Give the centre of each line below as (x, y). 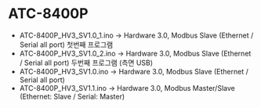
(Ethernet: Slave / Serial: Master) (72, 96)
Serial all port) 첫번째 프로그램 (66, 45)
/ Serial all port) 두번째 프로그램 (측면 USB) (86, 63)
